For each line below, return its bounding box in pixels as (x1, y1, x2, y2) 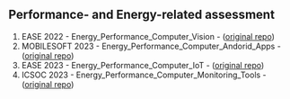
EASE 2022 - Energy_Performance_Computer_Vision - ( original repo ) (21, 31, 276, 41)
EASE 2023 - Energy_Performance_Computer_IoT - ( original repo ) (21, 59, 265, 70)
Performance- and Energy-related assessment (8, 7, 276, 22)
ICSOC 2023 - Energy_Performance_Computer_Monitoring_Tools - (21, 69, 267, 80)
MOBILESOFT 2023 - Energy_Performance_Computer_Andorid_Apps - (21, 40, 282, 51)
